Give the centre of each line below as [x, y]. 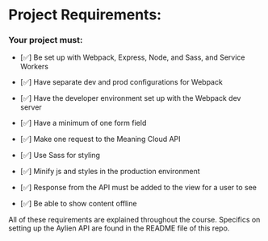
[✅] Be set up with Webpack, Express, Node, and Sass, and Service [132, 57]
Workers [34, 67]
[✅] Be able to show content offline [78, 204]
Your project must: [46, 40]
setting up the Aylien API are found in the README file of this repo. [119, 228]
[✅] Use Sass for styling [60, 156]
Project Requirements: [85, 15]
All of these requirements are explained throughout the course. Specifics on [134, 220]
